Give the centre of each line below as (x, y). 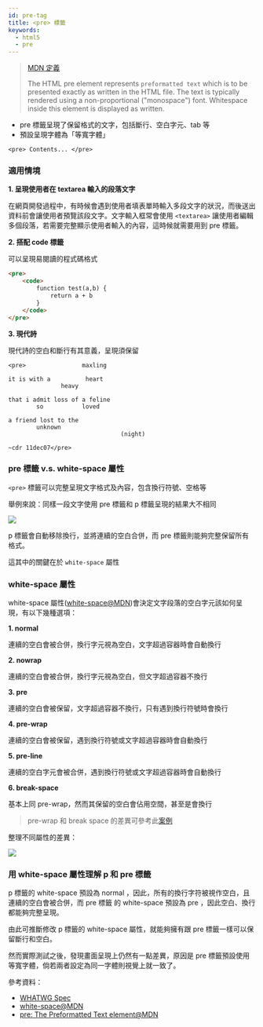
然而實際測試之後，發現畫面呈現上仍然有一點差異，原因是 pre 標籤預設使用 (129, 956)
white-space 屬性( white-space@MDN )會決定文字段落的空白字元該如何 (122, 603)
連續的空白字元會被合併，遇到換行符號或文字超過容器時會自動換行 (115, 772)
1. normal (24, 628)
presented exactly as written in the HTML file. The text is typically (133, 92)
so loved (68, 406)
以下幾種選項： (53, 612)
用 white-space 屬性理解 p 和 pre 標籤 (80, 875)
